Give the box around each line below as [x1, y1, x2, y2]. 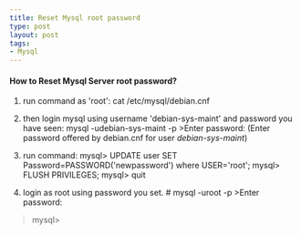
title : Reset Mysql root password [9, 13, 141, 23]
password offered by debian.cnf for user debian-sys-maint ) [22, 133, 248, 144]
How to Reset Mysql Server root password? [9, 75, 178, 86]
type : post [9, 22, 51, 31]
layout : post [9, 30, 59, 39]
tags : [9, 38, 30, 48]
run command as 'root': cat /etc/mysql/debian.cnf [22, 96, 210, 107]
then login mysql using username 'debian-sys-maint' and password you [22, 113, 294, 124]
